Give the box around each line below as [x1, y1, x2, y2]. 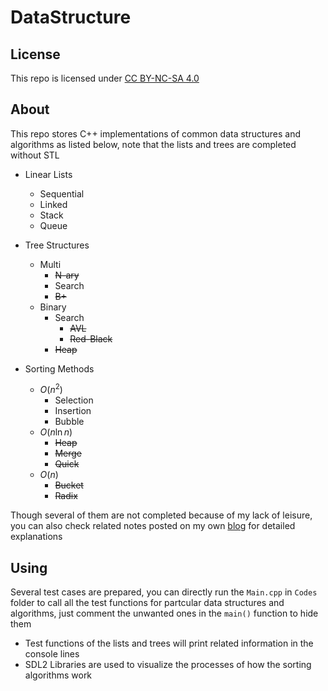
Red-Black [69, 332, 113, 345]
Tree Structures [24, 239, 90, 251]
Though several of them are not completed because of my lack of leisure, [10, 509, 313, 521]
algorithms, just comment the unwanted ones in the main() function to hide [10, 607, 319, 620]
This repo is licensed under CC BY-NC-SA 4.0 [10, 72, 200, 84]
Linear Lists [24, 168, 73, 180]
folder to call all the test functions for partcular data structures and [10, 597, 285, 609]
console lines [24, 648, 80, 660]
